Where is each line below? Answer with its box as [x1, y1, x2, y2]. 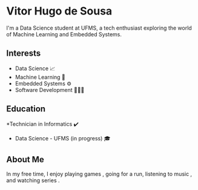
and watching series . [6, 177, 60, 184]
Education [6, 104, 46, 114]
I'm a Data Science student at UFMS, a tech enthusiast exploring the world [6, 24, 192, 31]
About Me [6, 154, 44, 165]
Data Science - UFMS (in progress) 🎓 [15, 134, 111, 142]
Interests [6, 48, 41, 59]
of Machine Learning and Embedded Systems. [6, 30, 122, 38]
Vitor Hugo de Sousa [6, 4, 113, 18]
